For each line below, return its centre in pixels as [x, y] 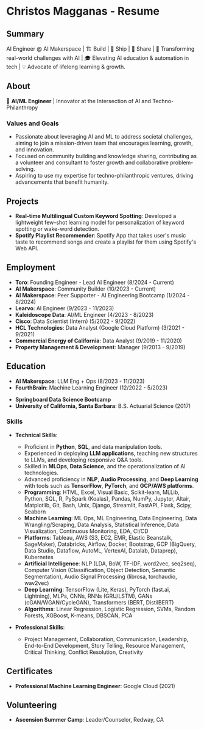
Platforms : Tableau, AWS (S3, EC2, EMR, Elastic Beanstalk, [98, 537]
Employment [31, 268]
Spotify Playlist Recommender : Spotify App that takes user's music [100, 235]
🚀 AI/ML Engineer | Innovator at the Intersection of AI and [79, 101]
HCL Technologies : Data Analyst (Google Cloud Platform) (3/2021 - [100, 327]
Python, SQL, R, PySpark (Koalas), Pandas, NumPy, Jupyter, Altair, [107, 498]
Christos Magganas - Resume [83, 11]
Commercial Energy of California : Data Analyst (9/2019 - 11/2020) [99, 341]
